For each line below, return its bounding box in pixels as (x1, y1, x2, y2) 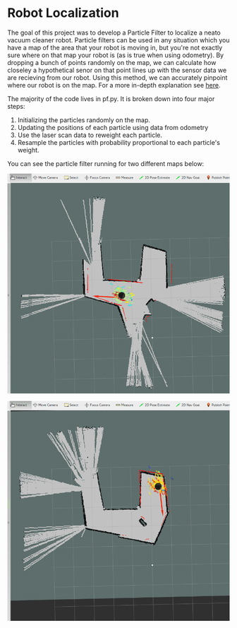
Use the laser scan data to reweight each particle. (17, 131, 162, 139)
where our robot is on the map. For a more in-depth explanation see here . (7, 81, 221, 89)
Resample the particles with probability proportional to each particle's (17, 138, 221, 146)
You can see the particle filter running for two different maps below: (7, 159, 205, 167)
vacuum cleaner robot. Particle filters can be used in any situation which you (7, 35, 230, 44)
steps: (7, 102, 25, 110)
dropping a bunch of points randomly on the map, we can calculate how (7, 58, 217, 66)
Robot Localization (7, 5, 119, 21)
